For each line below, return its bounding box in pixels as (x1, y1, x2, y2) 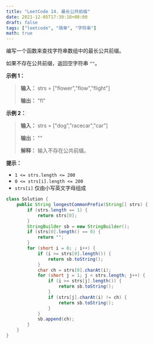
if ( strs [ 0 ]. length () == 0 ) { (27, 229, 101, 235)
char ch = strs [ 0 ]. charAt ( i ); (37, 267, 111, 273)
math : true (6, 31, 33, 36)
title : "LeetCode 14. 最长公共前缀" (6, 8, 90, 15)
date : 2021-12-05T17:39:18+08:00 (6, 14, 88, 20)
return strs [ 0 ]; (37, 213, 77, 218)
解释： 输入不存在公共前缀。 (20, 147, 89, 154)
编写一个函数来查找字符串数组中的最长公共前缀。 (6, 48, 124, 55)
